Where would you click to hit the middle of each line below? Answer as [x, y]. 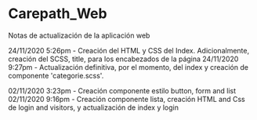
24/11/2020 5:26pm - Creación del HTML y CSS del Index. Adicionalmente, [128, 50]
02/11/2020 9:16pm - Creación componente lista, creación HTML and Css [127, 99]
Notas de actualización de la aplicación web [79, 35]
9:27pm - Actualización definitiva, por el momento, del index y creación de [128, 67]
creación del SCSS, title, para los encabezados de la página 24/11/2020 [123, 59]
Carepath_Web [58, 14]
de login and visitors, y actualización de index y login [93, 107]
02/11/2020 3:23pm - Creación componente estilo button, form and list [122, 90]
